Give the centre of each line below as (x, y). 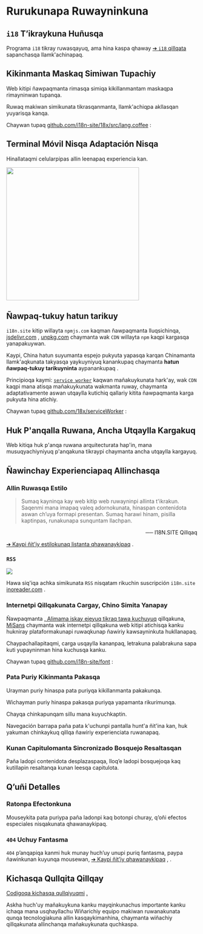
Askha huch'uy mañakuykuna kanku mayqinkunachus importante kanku (96, 905)
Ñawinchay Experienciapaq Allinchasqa (83, 470)
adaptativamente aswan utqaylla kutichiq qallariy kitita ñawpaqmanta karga (100, 393)
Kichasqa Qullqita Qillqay (55, 878)
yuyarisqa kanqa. (28, 113)
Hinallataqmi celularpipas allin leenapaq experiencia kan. (77, 159)
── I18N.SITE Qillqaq (171, 532)
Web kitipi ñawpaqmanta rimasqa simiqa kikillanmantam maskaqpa (90, 88)
